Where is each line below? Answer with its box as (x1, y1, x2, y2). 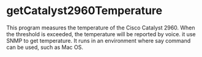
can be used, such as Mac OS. (6, 44, 84, 51)
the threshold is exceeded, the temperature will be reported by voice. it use (6, 30, 196, 37)
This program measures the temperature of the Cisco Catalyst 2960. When (6, 24, 195, 31)
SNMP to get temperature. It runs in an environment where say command (6, 37, 191, 44)
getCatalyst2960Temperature (6, 4, 163, 18)
